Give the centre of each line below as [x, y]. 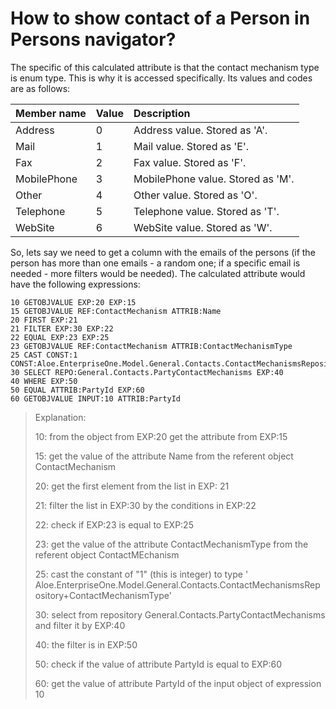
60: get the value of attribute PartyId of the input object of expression [178, 683]
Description [162, 113]
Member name [51, 113]
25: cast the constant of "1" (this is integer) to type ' [141, 574]
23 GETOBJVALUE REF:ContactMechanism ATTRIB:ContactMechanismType [151, 346]
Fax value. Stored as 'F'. [190, 162]
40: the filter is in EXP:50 [86, 644]
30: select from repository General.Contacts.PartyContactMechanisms [180, 614]
